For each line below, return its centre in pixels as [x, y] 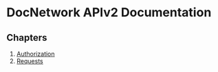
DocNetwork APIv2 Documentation [109, 13]
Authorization [36, 54]
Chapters [27, 38]
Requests [30, 61]
